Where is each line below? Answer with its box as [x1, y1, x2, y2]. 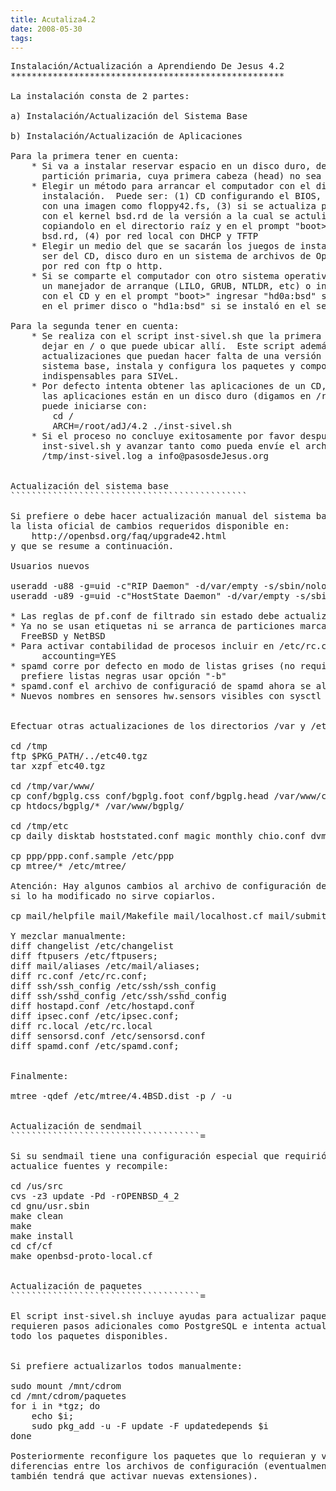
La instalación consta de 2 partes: [10, 91, 190, 102]
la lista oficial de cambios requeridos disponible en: [10, 521, 290, 532]
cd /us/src [10, 1181, 64, 1192]
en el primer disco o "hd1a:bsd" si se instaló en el [41, 301, 312, 312]
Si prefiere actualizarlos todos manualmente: [10, 1361, 243, 1372]
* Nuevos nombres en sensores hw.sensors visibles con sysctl [10, 691, 322, 702]
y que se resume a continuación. [10, 541, 175, 552]
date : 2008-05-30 [10, 24, 83, 34]
